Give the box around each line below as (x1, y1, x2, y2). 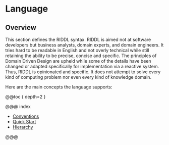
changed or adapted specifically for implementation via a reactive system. (5, 64, 159, 69)
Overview (5, 23, 37, 32)
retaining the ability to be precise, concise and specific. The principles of (5, 53, 157, 59)
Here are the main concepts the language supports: (5, 84, 112, 90)
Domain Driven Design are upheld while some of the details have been (5, 58, 151, 64)
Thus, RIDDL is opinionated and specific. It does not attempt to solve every (5, 69, 161, 75)
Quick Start (12, 119, 36, 124)
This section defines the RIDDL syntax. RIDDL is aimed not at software (5, 36, 151, 42)
